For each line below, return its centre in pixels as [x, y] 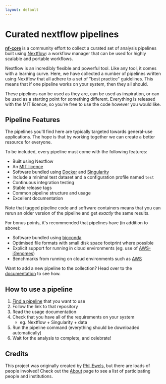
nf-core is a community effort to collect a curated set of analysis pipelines [81, 48]
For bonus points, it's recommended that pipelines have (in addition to [77, 223]
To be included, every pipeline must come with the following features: [76, 152]
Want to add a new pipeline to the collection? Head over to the [69, 268]
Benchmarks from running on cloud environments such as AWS [77, 259]
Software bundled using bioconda [47, 238]
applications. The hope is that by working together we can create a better [80, 137]
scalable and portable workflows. [39, 59]
